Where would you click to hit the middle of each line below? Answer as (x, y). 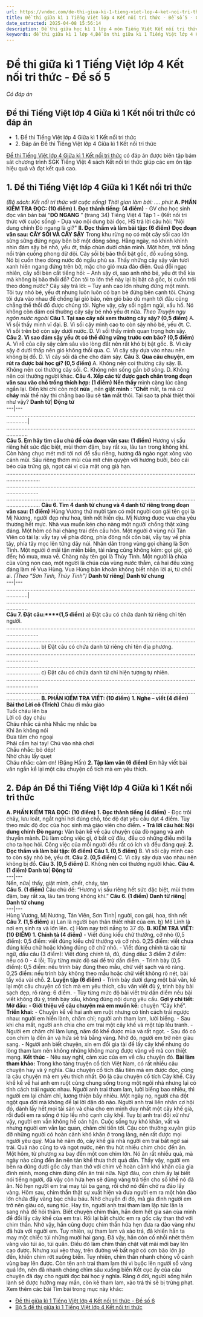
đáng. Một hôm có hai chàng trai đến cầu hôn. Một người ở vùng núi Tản (96, 531)
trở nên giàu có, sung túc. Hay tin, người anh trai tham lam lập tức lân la (95, 1205)
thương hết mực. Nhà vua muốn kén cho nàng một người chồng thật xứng (98, 524)
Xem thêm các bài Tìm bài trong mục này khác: (65, 1289)
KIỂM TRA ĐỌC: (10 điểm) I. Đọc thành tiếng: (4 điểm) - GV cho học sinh (98, 208)
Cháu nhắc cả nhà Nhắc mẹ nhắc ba (52, 724)
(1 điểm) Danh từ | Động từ (39, 870)
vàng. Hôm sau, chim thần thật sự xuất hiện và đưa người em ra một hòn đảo (101, 1192)
